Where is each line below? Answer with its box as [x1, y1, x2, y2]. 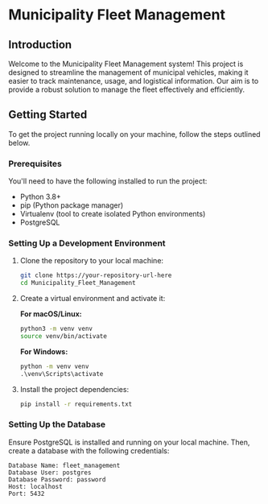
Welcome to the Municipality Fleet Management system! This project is [8, 59, 244, 68]
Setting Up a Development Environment [8, 238, 167, 249]
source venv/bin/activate [19, 333, 107, 341]
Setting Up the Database [8, 419, 106, 430]
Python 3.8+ [19, 192, 62, 202]
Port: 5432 [8, 490, 45, 498]
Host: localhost [8, 482, 63, 490]
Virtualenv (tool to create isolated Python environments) [19, 209, 206, 219]
